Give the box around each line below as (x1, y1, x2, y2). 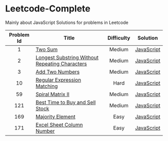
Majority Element (35, 113, 76, 120)
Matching (35, 83, 58, 90)
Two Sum (35, 46, 58, 53)
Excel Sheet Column (35, 121, 83, 128)
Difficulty (107, 34, 130, 41)
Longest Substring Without (35, 54, 99, 61)
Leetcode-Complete (5, 3, 91, 14)
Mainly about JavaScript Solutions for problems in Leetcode (5, 19, 128, 25)
